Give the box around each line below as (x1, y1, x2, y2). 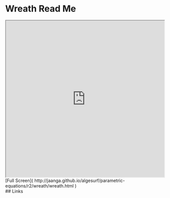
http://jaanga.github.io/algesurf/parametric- (34, 177, 125, 183)
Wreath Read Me (5, 3, 76, 15)
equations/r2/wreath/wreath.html (5, 182, 74, 188)
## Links (5, 188, 24, 194)
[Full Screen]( (5, 177, 34, 183)
